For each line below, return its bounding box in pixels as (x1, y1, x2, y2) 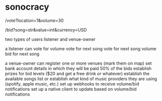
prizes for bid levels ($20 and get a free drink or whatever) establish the (5, 70, 150, 76)
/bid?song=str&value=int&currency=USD (5, 27, 87, 33)
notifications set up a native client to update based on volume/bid (5, 86, 137, 92)
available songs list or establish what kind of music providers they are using (5, 76, 157, 82)
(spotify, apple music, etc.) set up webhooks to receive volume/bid (5, 81, 140, 86)
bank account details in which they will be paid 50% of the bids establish (5, 65, 152, 71)
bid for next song (5, 50, 40, 57)
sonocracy (5, 1, 50, 13)
